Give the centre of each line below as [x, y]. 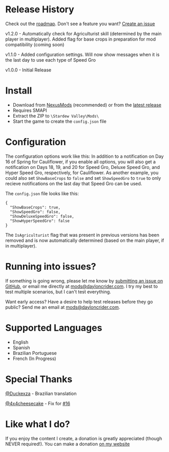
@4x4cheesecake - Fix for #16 [38, 403]
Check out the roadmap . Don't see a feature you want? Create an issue [80, 24]
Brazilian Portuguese [35, 353]
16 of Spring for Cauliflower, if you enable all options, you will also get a [81, 162]
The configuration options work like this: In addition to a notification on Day [84, 156]
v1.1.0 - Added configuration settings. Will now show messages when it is [82, 54]
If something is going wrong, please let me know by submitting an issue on [84, 280]
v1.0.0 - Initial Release [28, 70]
